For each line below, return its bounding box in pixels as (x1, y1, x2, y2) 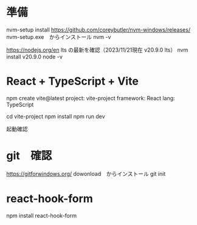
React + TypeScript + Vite (6, 74, 139, 88)
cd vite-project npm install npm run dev (6, 112, 105, 120)
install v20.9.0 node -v (6, 53, 63, 60)
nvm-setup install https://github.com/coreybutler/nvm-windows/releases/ (6, 26, 190, 33)
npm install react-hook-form (6, 212, 77, 219)
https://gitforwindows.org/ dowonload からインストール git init (6, 170, 166, 177)
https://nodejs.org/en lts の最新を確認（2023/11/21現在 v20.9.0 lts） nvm (6, 46, 188, 54)
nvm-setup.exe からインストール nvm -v (6, 33, 111, 40)
